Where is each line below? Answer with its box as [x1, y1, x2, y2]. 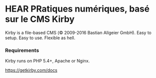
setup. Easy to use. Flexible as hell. [5, 35, 76, 41]
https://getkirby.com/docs [5, 67, 58, 73]
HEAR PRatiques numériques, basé [5, 3, 150, 15]
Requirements [5, 47, 39, 54]
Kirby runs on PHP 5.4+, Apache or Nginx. [5, 58, 90, 64]
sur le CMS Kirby [5, 14, 75, 25]
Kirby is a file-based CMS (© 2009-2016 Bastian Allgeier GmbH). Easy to [5, 30, 152, 35]
